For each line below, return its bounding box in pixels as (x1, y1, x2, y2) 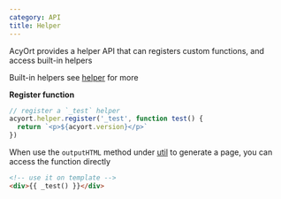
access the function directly (9, 157, 111, 166)
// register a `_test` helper (9, 106, 121, 115)
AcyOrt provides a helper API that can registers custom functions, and (9, 45, 265, 56)
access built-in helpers (9, 55, 93, 65)
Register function (9, 89, 75, 100)
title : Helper (9, 21, 62, 30)
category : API (9, 12, 62, 22)
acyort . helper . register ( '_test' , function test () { (9, 114, 203, 124)
